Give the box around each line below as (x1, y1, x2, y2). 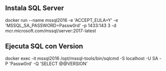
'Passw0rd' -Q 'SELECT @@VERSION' (9, 61, 88, 67)
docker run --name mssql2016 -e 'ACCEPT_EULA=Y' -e (5, 17, 118, 23)
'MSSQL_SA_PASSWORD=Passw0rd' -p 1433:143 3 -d (5, 22, 117, 28)
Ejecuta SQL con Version (5, 42, 83, 51)
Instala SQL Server (5, 4, 64, 12)
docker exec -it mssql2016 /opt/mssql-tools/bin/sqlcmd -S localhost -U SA (5, 55, 159, 61)
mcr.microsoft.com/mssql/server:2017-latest (5, 27, 96, 34)
